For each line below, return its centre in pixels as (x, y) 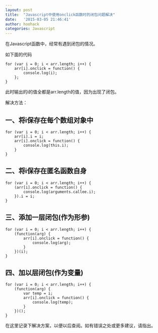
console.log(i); (40, 73)
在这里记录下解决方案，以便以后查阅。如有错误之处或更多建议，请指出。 (80, 326)
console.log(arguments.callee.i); (60, 192)
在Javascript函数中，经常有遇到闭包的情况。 (51, 44)
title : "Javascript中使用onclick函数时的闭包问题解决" (60, 15)
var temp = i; (38, 294)
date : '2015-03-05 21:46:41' (38, 19)
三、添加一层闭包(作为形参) (47, 217)
